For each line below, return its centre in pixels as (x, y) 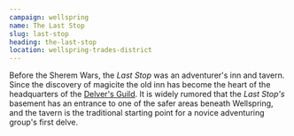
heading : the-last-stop (53, 42)
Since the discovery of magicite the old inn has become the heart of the (140, 85)
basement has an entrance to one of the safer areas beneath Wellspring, (141, 103)
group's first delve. (43, 122)
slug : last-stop (39, 34)
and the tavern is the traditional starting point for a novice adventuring (137, 113)
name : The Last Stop (47, 26)
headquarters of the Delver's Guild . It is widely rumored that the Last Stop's (147, 94)
